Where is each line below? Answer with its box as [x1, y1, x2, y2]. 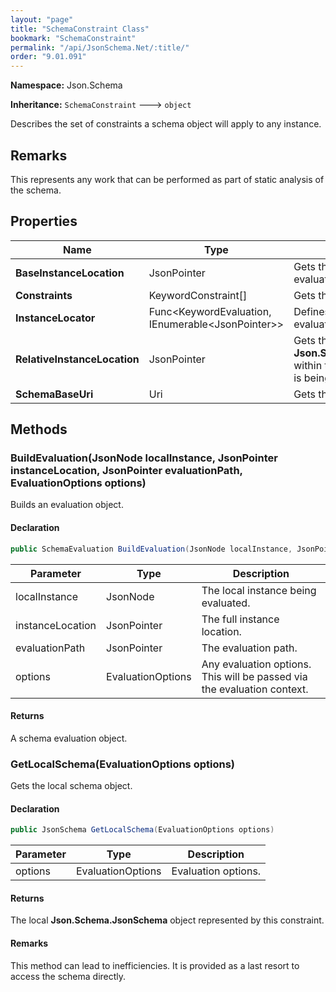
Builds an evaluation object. [10, 499, 124, 511]
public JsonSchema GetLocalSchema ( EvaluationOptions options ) [10, 825, 275, 835]
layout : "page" [10, 14, 74, 25]
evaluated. [201, 596, 251, 610]
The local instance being [201, 583, 317, 597]
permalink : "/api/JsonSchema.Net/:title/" [10, 42, 190, 53]
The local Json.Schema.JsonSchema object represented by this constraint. [10, 914, 325, 926]
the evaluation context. [201, 682, 309, 696]
